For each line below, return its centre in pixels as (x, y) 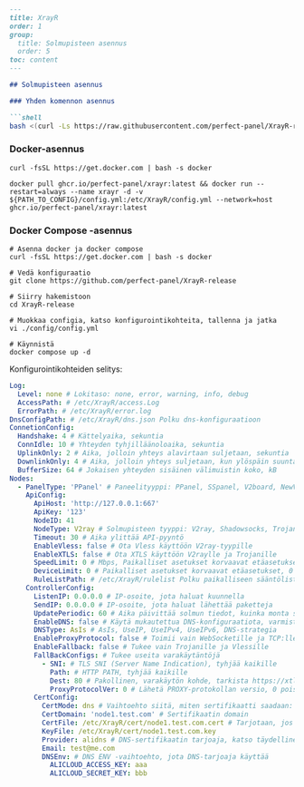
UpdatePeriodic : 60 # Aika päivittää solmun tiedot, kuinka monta (161, 613)
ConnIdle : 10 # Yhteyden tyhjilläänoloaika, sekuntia (121, 445)
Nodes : (22, 478)
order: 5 (34, 52)
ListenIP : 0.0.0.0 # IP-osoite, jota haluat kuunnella (139, 596)
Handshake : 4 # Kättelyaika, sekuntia (91, 436)
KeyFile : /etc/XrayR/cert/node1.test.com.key (129, 731)
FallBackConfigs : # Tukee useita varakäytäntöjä (127, 656)
